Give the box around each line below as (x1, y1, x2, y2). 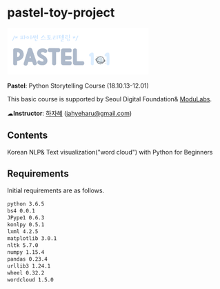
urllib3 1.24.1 (7, 262, 51, 270)
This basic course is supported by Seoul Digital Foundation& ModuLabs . (7, 95, 212, 103)
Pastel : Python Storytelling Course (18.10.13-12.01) (7, 81, 150, 90)
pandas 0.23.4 (7, 255, 48, 263)
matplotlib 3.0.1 (7, 235, 57, 242)
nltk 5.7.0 (7, 241, 39, 249)
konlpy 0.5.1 (7, 221, 45, 228)
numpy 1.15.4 (7, 248, 45, 256)
